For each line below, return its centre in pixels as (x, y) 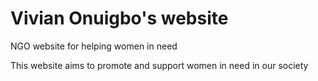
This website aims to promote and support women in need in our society (159, 65)
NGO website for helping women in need (94, 46)
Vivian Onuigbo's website (119, 18)
